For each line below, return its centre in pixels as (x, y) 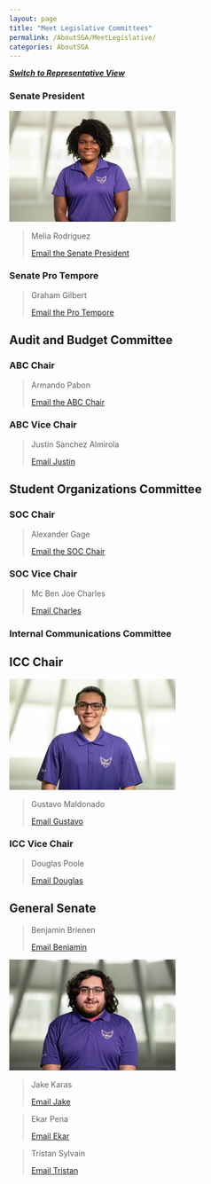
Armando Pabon (61, 385)
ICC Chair (36, 662)
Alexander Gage (60, 534)
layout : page (33, 19)
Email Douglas (57, 880)
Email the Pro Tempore (72, 312)
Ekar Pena (50, 1118)
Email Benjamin (59, 947)
